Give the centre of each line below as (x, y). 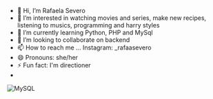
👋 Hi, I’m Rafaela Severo (51, 11)
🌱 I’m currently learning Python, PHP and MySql (85, 32)
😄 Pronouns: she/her (47, 57)
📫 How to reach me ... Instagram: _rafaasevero (84, 47)
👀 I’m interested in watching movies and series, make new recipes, (112, 18)
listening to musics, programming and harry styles (88, 25)
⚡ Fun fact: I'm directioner (54, 65)
